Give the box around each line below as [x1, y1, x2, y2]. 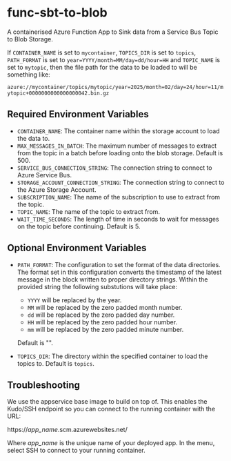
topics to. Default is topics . [17, 359, 94, 367]
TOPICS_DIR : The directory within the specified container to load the [17, 352, 208, 360]
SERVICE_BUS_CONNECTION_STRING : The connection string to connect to [17, 164, 212, 172]
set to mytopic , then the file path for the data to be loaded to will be [7, 63, 198, 71]
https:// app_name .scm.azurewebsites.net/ [7, 426, 128, 434]
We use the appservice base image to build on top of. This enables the [7, 398, 208, 406]
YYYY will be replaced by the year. [27, 295, 122, 304]
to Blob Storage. [7, 35, 53, 43]
